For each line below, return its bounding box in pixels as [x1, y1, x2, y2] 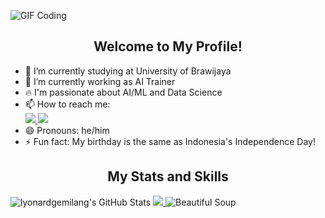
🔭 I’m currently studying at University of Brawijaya [24, 65, 232, 77]
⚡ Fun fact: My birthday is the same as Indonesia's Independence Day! [24, 135, 316, 147]
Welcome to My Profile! [93, 38, 243, 55]
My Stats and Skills [107, 168, 229, 185]
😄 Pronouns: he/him [24, 124, 110, 136]
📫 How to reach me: [24, 98, 111, 110]
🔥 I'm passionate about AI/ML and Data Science [24, 86, 223, 98]
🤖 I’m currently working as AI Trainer [24, 75, 176, 87]
